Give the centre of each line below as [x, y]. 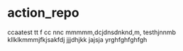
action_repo [43, 13]
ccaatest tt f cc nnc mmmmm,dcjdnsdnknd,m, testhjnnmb [91, 32]
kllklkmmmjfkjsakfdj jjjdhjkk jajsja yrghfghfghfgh [77, 39]
